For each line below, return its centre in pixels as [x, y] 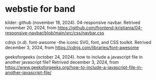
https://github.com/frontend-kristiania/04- [100, 27]
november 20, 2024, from [31, 27]
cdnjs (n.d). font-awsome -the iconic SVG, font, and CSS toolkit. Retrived [78, 42]
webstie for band [40, 9]
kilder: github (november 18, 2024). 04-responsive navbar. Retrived [73, 22]
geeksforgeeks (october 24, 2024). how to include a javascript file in [74, 57]
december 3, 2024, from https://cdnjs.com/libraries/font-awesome [72, 47]
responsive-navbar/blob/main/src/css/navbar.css [55, 33]
